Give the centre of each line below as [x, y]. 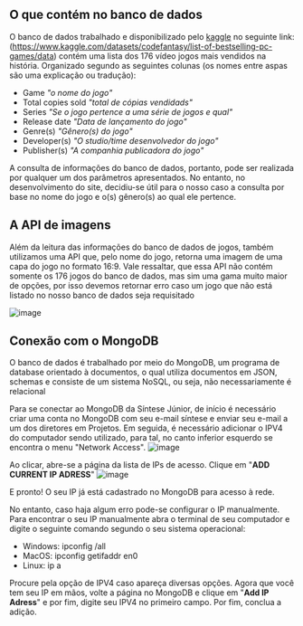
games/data [32, 56]
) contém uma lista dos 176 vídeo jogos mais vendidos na [160, 56]
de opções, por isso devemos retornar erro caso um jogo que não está [141, 285]
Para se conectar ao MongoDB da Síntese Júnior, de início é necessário [143, 409]
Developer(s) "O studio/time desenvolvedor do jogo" [120, 140]
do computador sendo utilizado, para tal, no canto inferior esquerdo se [141, 438]
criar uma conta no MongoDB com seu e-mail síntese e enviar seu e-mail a [149, 419]
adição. [24, 612]
